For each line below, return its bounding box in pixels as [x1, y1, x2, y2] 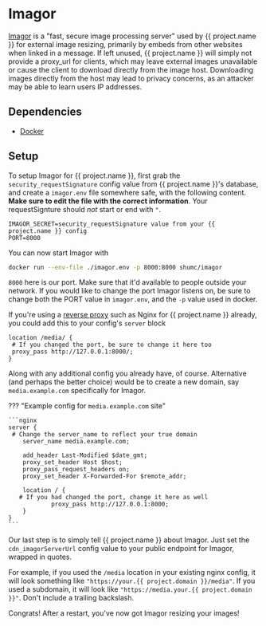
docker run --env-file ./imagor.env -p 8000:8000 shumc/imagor [8, 263, 223, 271]
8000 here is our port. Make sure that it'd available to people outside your [8, 278, 247, 287]
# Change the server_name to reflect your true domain [11, 431, 198, 439]
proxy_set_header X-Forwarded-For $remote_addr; [22, 472, 187, 481]
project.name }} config [8, 226, 88, 235]
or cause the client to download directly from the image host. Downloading [8, 65, 253, 74]
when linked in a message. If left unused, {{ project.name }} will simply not [8, 48, 252, 57]
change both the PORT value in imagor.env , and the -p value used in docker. [8, 294, 258, 304]
